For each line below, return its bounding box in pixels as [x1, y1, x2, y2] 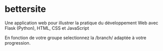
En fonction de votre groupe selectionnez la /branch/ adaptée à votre [4, 35, 147, 41]
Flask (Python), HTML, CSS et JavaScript [4, 25, 89, 31]
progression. [4, 40, 31, 46]
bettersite [4, 3, 46, 15]
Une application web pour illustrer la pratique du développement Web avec [4, 20, 159, 26]
